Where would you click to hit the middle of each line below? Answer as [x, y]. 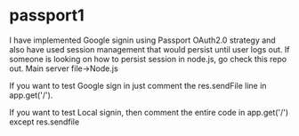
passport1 [47, 16]
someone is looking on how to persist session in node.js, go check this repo [148, 59]
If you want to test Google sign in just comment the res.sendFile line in [138, 85]
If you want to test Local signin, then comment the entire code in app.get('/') [149, 112]
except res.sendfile [44, 122]
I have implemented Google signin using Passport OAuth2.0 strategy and [142, 40]
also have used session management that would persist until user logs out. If [149, 49]
